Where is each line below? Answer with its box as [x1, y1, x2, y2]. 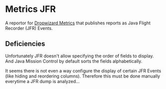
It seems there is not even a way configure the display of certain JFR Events [5, 68, 162, 74]
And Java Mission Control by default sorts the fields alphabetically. [5, 58, 143, 64]
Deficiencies [5, 40, 45, 48]
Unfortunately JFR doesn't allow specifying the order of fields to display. [5, 53, 154, 59]
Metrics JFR [5, 3, 56, 15]
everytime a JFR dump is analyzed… [5, 78, 80, 84]
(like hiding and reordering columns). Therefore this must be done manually [5, 73, 161, 79]
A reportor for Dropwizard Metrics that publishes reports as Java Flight [5, 20, 151, 26]
